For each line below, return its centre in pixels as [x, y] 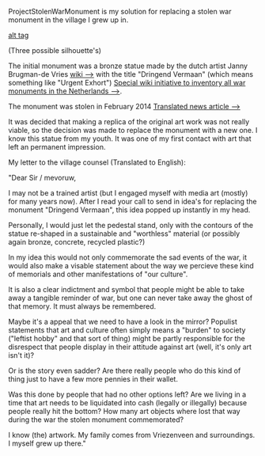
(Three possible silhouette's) [55, 50]
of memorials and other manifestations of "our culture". [98, 274]
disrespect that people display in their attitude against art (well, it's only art [130, 347]
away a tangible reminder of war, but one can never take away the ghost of [131, 298]
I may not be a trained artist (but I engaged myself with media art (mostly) [128, 193]
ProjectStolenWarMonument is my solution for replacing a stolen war [120, 11]
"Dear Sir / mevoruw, [42, 178]
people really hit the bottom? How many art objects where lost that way [124, 411]
